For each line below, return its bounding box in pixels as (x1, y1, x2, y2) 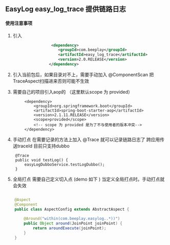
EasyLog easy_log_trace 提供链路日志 (5, 5, 126, 14)
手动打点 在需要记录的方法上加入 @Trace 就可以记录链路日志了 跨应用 (12, 136, 160, 142)
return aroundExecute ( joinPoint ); (32, 226, 107, 231)
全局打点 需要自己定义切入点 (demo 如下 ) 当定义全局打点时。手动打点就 (12, 176, 165, 182)
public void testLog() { (15, 158, 68, 163)
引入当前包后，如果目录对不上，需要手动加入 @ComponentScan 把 (12, 71, 154, 78)
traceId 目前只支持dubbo (17, 143, 70, 149)
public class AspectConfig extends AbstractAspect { (14, 207, 130, 212)
